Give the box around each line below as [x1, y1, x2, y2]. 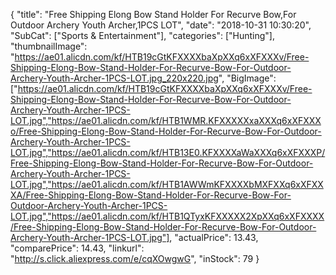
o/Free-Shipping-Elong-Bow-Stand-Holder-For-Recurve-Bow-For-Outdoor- [10, 125, 322, 137]
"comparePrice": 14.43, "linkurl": [10, 242, 145, 254]
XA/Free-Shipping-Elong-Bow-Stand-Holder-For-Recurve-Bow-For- [10, 189, 292, 201]
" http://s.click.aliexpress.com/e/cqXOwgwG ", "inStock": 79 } [10, 253, 260, 264]
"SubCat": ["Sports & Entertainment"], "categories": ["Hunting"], [10, 30, 275, 41]
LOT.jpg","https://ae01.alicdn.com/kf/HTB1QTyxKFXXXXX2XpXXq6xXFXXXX [10, 210, 325, 222]
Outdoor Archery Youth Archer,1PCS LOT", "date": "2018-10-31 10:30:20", [10, 19, 312, 31]
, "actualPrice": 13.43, [169, 232, 259, 243]
